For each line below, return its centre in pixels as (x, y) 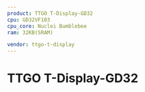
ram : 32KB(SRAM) (30, 32)
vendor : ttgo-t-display (41, 45)
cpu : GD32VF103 (29, 20)
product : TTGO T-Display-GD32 (50, 13)
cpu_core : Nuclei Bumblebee (47, 26)
